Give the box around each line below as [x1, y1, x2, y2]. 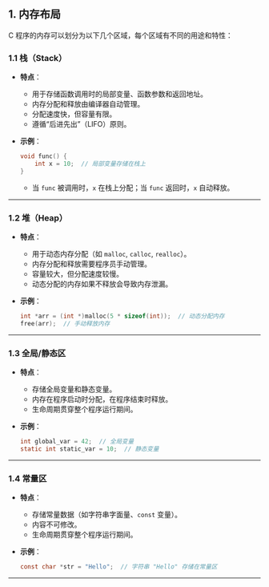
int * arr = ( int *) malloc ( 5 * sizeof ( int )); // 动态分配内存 [19, 312, 225, 321]
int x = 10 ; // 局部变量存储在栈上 [34, 160, 147, 168]
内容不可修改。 [31, 520, 82, 529]
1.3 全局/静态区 [8, 347, 66, 358]
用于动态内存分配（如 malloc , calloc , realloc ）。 [31, 249, 191, 259]
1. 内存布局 [8, 7, 62, 22]
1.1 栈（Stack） [8, 52, 67, 63]
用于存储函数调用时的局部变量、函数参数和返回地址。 [31, 89, 208, 99]
